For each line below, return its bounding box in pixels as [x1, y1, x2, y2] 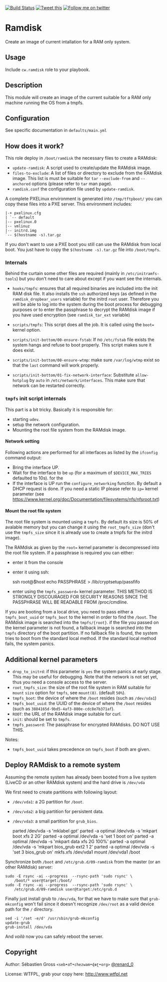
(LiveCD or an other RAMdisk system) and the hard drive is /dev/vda [5, 779, 145, 785]
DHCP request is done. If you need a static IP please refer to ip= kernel [12, 485, 159, 491]
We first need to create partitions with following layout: [5, 789, 118, 795]
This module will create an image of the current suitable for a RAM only [5, 94, 151, 100]
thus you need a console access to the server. [12, 679, 108, 685]
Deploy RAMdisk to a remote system [5, 760, 121, 769]
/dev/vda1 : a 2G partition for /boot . [12, 798, 84, 804]
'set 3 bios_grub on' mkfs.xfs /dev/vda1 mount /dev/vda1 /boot [12, 849, 141, 855]
